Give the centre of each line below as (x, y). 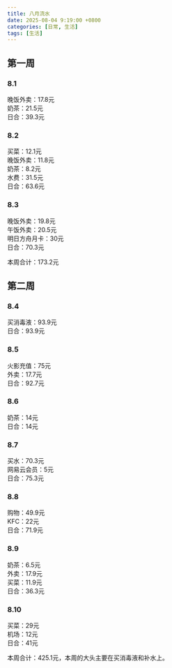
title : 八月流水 (29, 14)
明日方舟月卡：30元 (36, 238)
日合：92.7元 (26, 383)
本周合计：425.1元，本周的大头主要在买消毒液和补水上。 (88, 658)
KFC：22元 (23, 522)
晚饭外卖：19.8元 (31, 221)
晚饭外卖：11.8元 (31, 160)
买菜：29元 (23, 625)
